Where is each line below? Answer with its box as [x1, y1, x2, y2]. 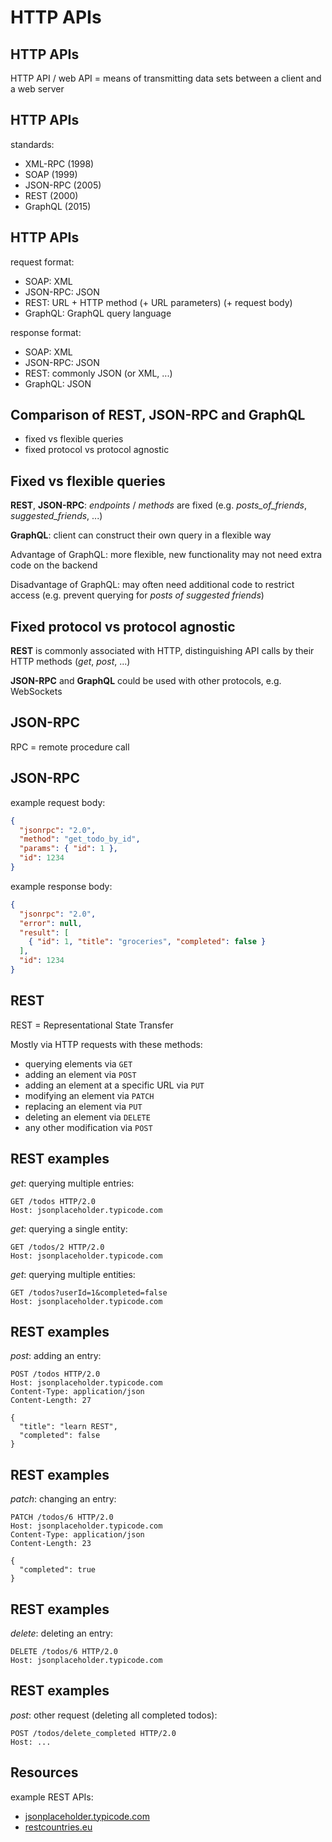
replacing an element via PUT [24, 1100, 143, 1112]
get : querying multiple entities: [10, 1268, 136, 1280]
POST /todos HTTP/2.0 [10, 1369, 101, 1380]
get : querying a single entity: [10, 1222, 128, 1235]
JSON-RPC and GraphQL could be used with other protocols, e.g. [10, 675, 282, 687]
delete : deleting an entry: [10, 1627, 114, 1639]
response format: [10, 326, 82, 338]
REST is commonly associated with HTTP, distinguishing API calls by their [10, 645, 315, 657]
